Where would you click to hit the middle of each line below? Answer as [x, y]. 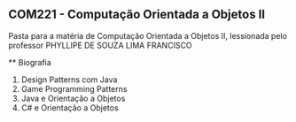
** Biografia [30, 62]
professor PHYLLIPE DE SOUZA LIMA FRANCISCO [100, 45]
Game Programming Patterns [74, 88]
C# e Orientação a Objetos [70, 107]
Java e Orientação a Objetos [73, 98]
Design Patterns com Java [69, 80]
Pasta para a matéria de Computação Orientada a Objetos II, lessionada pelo [148, 35]
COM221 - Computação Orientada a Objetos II [137, 15]
